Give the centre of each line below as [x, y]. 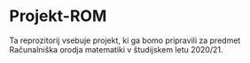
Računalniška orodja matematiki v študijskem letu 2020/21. [116, 49]
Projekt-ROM [58, 16]
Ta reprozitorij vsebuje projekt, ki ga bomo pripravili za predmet [125, 40]
